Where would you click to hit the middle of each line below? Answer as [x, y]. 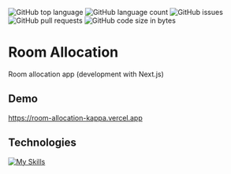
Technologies [43, 143]
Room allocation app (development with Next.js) [86, 74]
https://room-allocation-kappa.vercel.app [76, 117]
